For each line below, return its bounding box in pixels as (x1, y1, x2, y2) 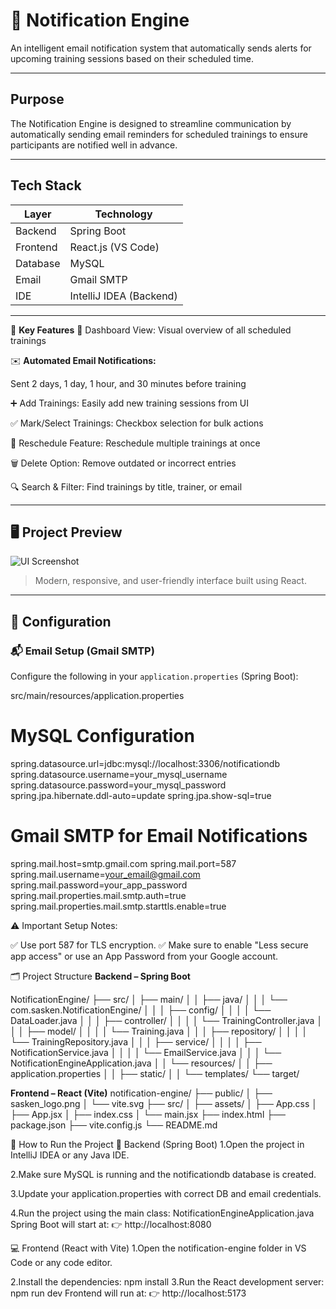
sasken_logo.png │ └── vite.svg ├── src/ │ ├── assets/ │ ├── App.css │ (10, 1097, 318, 1109)
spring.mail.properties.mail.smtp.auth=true (10, 889, 187, 901)
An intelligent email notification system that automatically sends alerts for (10, 42, 312, 54)
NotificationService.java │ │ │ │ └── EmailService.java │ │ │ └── (10, 1046, 282, 1058)
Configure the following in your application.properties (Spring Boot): (10, 670, 299, 683)
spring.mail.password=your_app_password (10, 879, 188, 891)
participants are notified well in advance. (10, 139, 178, 151)
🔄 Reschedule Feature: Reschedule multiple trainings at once (10, 437, 261, 449)
